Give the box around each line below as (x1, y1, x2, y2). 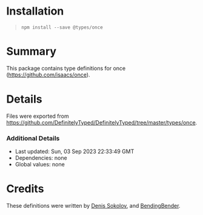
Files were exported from (6, 112, 69, 120)
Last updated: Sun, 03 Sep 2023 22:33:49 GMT (15, 148, 135, 155)
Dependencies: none (15, 154, 68, 162)
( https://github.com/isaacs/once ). (6, 71, 90, 78)
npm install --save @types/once (21, 24, 103, 30)
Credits (6, 182, 44, 196)
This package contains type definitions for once (6, 64, 126, 72)
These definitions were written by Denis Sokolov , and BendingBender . (6, 202, 181, 210)
